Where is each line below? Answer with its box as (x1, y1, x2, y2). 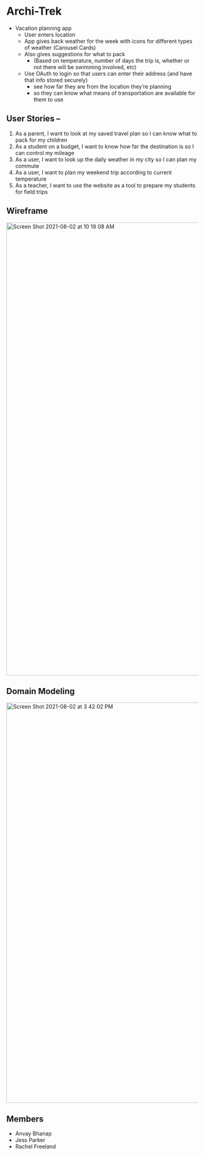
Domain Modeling (6, 686, 75, 697)
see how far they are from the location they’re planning (33, 82, 172, 90)
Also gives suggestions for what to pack (24, 50, 126, 57)
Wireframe (6, 206, 48, 216)
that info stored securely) (24, 76, 88, 84)
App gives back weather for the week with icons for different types (24, 37, 193, 45)
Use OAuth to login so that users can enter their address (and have (24, 70, 193, 77)
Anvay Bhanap (15, 1130, 52, 1137)
